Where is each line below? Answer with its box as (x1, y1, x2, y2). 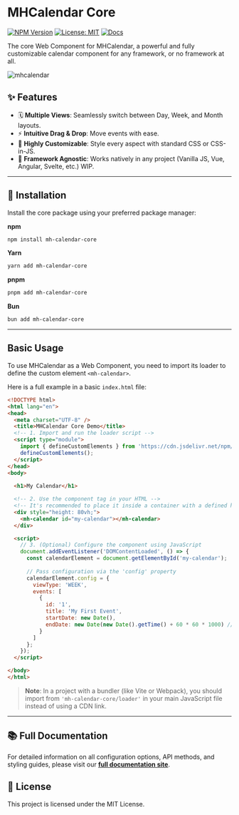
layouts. (17, 121, 41, 129)
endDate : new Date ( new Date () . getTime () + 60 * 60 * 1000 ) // (45, 621, 234, 628)
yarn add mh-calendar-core (7, 262, 87, 270)
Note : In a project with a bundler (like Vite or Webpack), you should (24, 686, 223, 695)
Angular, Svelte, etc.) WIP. (17, 162, 95, 170)
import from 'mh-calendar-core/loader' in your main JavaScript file (24, 694, 223, 702)
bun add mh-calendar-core (7, 316, 84, 323)
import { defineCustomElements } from (20, 443, 135, 450)
